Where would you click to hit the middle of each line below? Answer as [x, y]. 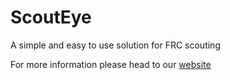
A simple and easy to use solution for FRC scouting [115, 45]
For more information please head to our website [111, 64]
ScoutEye [51, 17]
